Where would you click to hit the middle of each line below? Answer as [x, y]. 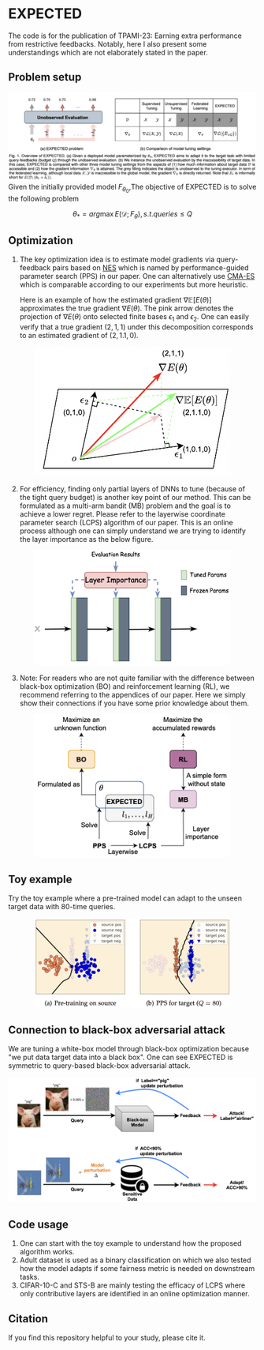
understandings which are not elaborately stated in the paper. [108, 52]
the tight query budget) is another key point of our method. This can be [135, 498]
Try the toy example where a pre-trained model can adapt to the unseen [125, 898]
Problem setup [45, 77]
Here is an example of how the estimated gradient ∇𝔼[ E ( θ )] [115, 300]
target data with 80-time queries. [62, 907]
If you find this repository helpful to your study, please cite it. [107, 1338]
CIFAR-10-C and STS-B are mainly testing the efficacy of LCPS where [132, 1285]
